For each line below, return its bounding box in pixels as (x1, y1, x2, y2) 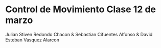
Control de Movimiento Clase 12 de (5, 4, 156, 15)
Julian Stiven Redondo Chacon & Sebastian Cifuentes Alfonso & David (5, 31, 153, 37)
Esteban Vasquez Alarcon (5, 37, 60, 43)
